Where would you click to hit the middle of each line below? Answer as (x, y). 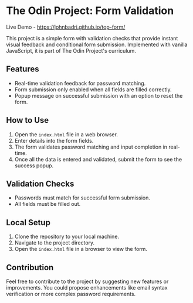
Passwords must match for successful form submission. (82, 198)
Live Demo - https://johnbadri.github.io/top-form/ (66, 27)
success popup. (34, 166)
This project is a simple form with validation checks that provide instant (92, 38)
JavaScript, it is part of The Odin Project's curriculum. (71, 50)
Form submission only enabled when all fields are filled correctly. (93, 89)
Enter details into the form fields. (54, 140)
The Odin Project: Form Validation (90, 11)
